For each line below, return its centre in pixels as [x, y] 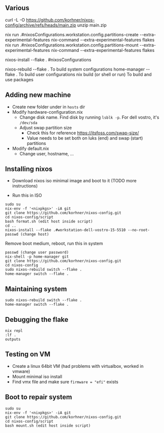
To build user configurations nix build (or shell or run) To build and [85, 74]
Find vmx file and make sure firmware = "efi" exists [65, 382]
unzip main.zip [92, 25]
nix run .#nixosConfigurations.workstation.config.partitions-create [72, 34]
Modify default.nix [31, 148]
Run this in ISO [27, 195]
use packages [19, 79]
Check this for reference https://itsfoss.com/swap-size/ [83, 133]
